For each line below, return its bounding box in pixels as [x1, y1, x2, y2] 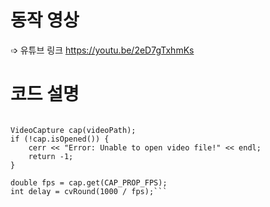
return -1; [28, 151, 74, 161]
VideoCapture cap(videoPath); [10, 125, 137, 135]
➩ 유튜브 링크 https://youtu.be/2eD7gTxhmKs [10, 44, 195, 56]
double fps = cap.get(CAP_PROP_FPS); [10, 177, 168, 188]
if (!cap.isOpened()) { [10, 134, 110, 144]
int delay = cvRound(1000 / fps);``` [10, 186, 168, 196]
